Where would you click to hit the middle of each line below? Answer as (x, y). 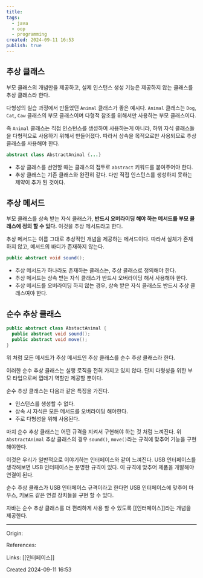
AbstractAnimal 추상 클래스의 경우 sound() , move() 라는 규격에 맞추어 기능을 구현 (101, 439)
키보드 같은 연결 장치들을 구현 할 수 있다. (66, 495)
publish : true (24, 46)
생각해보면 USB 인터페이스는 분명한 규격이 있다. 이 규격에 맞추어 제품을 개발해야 (100, 467)
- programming (29, 34)
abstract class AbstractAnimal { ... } (54, 155)
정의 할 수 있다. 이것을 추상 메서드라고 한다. (72, 226)
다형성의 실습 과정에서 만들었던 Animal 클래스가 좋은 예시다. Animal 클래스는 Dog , (101, 108)
